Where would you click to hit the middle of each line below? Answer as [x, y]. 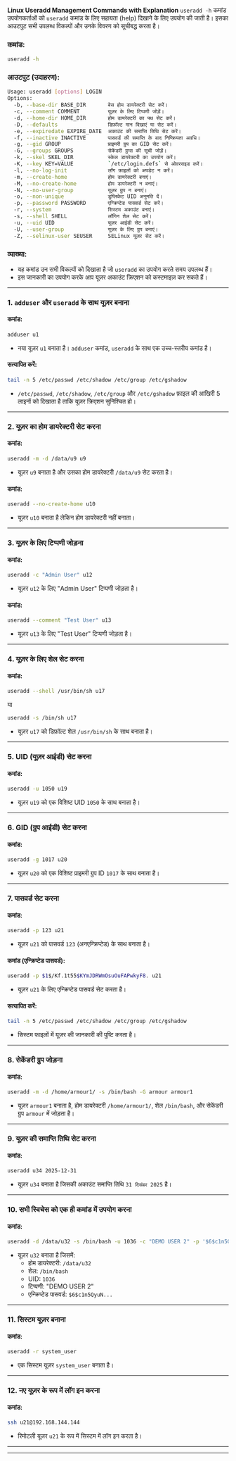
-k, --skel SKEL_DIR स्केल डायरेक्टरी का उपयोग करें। [95, 158]
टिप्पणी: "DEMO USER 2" [61, 1286]
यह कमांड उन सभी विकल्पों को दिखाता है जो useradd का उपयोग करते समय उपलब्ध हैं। [115, 269]
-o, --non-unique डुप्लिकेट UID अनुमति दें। [88, 196]
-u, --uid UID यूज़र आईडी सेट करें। [84, 222]
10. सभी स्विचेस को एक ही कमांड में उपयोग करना [70, 1210]
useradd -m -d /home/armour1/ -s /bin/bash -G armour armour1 [100, 1092]
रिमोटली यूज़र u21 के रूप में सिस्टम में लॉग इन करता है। [80, 1436]
